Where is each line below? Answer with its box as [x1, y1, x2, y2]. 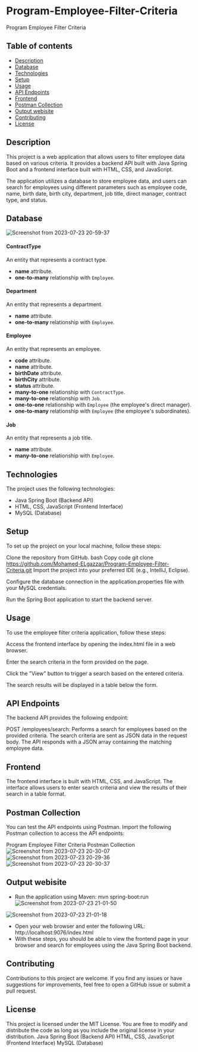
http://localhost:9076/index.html [14, 929, 94, 936]
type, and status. [6, 196, 48, 203]
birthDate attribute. [14, 369, 63, 376]
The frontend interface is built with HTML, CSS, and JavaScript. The [6, 778, 173, 785]
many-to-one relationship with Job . [14, 394, 102, 402]
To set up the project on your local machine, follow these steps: [6, 542, 162, 549]
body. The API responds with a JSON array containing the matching [6, 739, 172, 746]
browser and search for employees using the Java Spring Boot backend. [14, 941, 192, 949]
